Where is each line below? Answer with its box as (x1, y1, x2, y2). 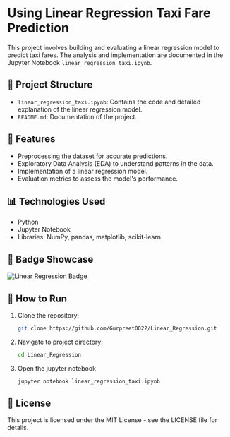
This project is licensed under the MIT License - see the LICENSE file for (7, 416, 217, 424)
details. (7, 424, 29, 432)
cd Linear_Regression (17, 351, 81, 358)
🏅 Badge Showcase (7, 253, 94, 265)
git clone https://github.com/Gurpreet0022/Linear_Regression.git (17, 325, 217, 332)
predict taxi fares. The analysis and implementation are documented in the (7, 51, 224, 59)
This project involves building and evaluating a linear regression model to (7, 43, 220, 52)
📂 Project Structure (7, 79, 93, 91)
